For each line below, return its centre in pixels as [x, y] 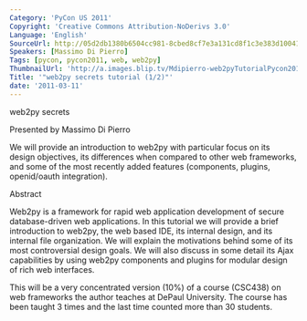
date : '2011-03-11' [47, 86]
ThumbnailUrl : [37, 69]
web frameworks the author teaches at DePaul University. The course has [148, 296]
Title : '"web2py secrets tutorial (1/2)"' [91, 78]
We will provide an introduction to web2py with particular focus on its [140, 147]
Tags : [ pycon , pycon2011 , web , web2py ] [85, 60]
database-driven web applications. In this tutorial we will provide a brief [144, 221]
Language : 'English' [49, 35]
